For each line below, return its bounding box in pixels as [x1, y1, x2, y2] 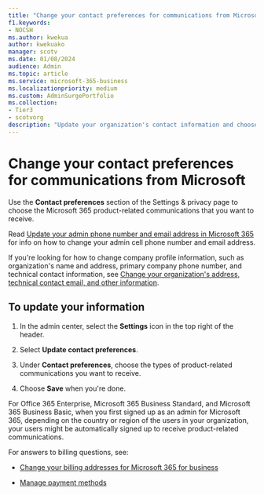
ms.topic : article [8, 70, 68, 78]
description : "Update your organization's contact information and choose [8, 121, 258, 129]
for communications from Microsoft [8, 171, 246, 189]
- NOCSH [8, 26, 34, 34]
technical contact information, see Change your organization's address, [8, 269, 240, 278]
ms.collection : [8, 99, 58, 107]
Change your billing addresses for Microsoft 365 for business [19, 462, 218, 471]
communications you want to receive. [19, 368, 141, 377]
